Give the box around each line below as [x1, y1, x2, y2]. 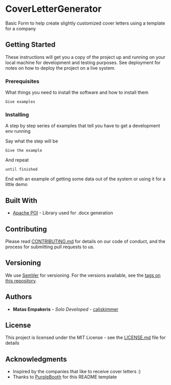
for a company [5, 25, 36, 31]
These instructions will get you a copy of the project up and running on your [5, 54, 165, 60]
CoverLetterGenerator [5, 3, 102, 15]
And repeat [5, 157, 29, 163]
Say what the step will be [5, 138, 58, 144]
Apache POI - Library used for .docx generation [12, 210, 114, 216]
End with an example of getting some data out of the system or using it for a [5, 176, 165, 182]
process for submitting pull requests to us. [5, 244, 95, 250]
